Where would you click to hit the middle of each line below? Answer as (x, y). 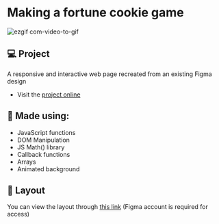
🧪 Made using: (38, 116)
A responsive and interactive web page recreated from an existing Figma (109, 74)
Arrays (26, 162)
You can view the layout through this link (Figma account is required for (108, 207)
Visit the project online (49, 95)
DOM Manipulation (43, 140)
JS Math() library (41, 147)
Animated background (48, 169)
